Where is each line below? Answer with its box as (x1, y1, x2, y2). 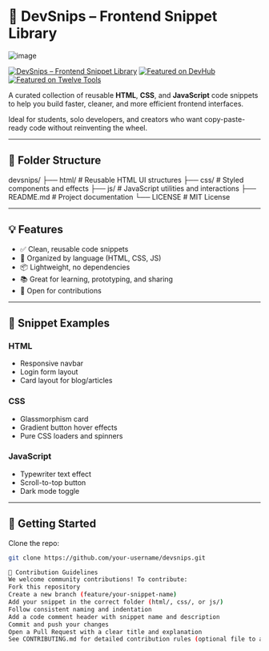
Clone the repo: (8, 538, 60, 548)
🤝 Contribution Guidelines (8, 568, 98, 576)
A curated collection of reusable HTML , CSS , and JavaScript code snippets (8, 90, 259, 99)
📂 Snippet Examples (8, 316, 110, 330)
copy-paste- (203, 114, 246, 123)
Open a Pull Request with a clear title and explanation (8, 628, 203, 636)
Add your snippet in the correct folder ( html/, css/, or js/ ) (8, 598, 224, 606)
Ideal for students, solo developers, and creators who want (8, 114, 203, 123)
